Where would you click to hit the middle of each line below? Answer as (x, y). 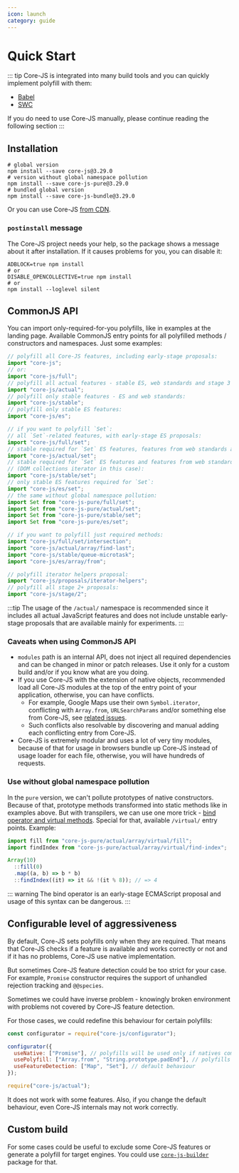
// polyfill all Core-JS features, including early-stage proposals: (113, 357)
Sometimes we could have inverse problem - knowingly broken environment (119, 999)
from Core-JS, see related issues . (78, 718)
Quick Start (42, 56)
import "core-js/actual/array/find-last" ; (71, 548)
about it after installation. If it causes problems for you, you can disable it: (115, 251)
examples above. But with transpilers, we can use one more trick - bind (112, 812)
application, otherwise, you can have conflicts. (86, 695)
